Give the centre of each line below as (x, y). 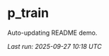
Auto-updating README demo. (52, 33)
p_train (28, 13)
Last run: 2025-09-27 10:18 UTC (54, 46)
